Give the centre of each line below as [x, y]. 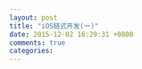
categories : [31, 51]
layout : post [33, 17]
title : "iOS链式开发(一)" [54, 26]
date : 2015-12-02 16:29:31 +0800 [71, 34]
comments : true [38, 43]
